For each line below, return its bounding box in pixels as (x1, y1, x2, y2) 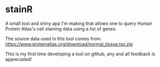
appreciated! (5, 56, 32, 62)
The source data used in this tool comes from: (5, 36, 102, 42)
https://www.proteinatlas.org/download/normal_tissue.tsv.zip (5, 41, 133, 47)
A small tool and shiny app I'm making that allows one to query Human (5, 20, 152, 26)
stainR (5, 4, 33, 15)
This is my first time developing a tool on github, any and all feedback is (5, 51, 155, 57)
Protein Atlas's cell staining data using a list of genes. (5, 25, 117, 31)
